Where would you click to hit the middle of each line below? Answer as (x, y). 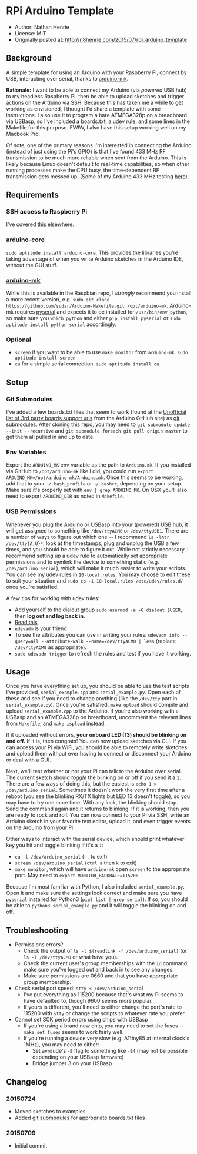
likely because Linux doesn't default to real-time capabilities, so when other (98, 164)
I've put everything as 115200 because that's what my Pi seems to (103, 995)
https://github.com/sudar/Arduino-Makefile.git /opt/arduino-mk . (87, 306)
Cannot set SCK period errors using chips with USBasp (81, 1020)
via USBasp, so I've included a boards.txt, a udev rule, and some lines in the (98, 121)
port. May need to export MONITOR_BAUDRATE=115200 (76, 876)
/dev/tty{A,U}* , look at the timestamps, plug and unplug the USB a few (93, 543)
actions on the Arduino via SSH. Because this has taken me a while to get (95, 102)
